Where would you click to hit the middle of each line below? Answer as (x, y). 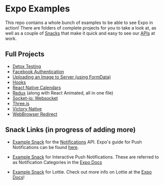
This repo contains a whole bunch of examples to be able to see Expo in (79, 22)
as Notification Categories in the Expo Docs (57, 162)
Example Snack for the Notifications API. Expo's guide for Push (77, 142)
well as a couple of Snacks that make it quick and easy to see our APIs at (80, 33)
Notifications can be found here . (46, 147)
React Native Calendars (37, 87)
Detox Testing (27, 66)
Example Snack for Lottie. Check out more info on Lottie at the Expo (82, 172)
